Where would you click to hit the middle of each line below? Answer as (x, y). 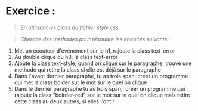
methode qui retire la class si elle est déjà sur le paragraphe (88, 69)
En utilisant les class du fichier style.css (69, 27)
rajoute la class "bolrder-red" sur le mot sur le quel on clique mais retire (102, 95)
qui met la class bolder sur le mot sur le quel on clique (81, 82)
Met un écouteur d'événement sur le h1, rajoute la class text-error (95, 50)
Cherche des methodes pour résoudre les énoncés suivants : (95, 39)
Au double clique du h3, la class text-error (66, 57)
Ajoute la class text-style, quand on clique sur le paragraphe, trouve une (103, 63)
